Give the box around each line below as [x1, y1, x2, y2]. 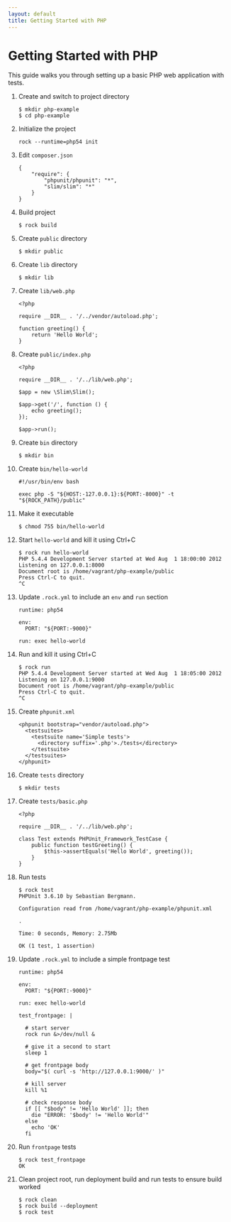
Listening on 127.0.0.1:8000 [18, 562, 105, 569]
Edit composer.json [18, 151, 73, 160]
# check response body [25, 1099, 92, 1106]
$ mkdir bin [18, 452, 54, 459]
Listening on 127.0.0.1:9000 [18, 676, 105, 684]
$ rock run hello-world [18, 550, 89, 557]
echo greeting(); [31, 408, 82, 415]
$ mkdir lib [18, 274, 54, 281]
